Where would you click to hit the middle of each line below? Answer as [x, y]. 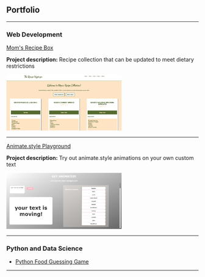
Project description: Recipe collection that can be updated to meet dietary [100, 60]
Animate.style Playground [39, 146]
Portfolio [23, 10]
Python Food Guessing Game [52, 261]
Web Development [34, 34]
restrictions [20, 66]
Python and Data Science [45, 248]
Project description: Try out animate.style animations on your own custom [100, 157]
